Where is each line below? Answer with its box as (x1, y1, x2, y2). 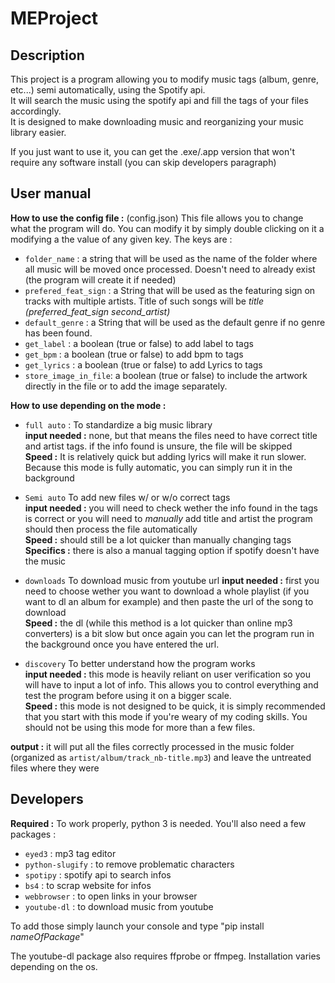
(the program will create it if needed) (24, 273, 177, 286)
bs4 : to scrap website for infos (24, 879, 152, 891)
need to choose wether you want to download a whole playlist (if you (24, 585, 310, 597)
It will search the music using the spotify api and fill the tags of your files (10, 95, 309, 106)
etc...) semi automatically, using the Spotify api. (10, 84, 206, 96)
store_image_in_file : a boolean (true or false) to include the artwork (24, 369, 308, 381)
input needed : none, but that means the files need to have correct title (24, 429, 318, 441)
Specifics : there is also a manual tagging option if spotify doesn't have (24, 544, 320, 556)
